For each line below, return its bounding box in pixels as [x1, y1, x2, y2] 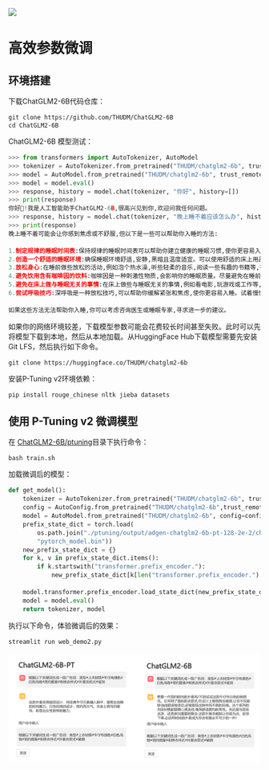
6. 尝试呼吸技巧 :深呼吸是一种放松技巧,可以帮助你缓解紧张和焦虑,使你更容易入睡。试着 [8, 289, 253, 297]
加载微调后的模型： [8, 470, 72, 479]
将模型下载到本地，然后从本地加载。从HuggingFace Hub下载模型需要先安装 [8, 332, 258, 341]
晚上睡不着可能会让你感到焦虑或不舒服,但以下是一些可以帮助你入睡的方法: [8, 230, 219, 238]
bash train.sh [8, 454, 56, 462]
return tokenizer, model [22, 605, 106, 613]
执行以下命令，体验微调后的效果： [8, 621, 121, 630]
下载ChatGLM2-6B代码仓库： [8, 96, 106, 106]
